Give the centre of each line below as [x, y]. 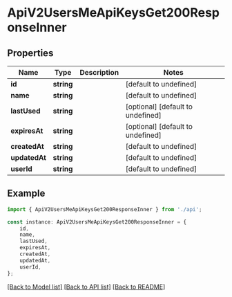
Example [26, 193]
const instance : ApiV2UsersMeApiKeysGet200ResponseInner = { [97, 222]
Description [99, 72]
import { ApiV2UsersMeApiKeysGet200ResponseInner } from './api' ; [105, 209]
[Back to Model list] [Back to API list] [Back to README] [86, 287]
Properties [30, 53]
